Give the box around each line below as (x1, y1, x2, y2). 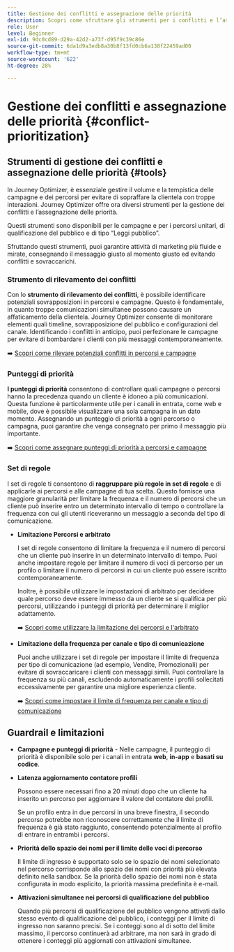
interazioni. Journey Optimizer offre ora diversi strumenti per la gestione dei (7, 200, 225, 208)
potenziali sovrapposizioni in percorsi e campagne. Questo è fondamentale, (7, 298, 224, 306)
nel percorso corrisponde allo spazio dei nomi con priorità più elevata (17, 865, 217, 874)
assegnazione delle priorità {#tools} (7, 167, 167, 179)
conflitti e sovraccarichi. (7, 257, 77, 266)
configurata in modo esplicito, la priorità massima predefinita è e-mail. (17, 880, 219, 888)
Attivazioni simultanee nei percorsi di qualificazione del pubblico (17, 893, 210, 902)
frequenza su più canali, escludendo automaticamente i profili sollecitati (17, 675, 224, 684)
